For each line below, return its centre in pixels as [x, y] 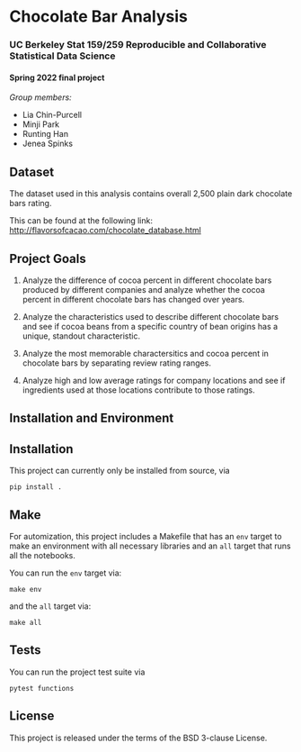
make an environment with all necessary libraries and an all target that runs [150, 546]
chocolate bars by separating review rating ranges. [116, 363]
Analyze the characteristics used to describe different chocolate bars [150, 316]
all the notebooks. [43, 555]
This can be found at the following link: [81, 221]
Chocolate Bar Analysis [99, 17]
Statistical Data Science [62, 56]
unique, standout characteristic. [81, 336]
